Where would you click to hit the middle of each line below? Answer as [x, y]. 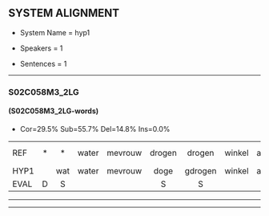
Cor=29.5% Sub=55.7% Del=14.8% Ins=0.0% [95, 128]
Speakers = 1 [41, 48]
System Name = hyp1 [55, 32]
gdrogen [201, 170]
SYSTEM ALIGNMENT [64, 13]
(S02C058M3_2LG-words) [54, 111]
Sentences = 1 [43, 63]
